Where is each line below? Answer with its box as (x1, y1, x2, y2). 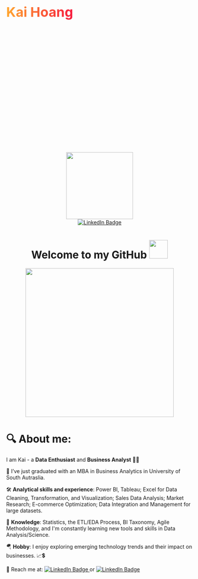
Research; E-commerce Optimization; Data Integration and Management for (6, 500, 191, 508)
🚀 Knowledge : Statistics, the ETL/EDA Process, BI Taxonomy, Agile (6, 518, 170, 525)
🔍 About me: (6, 433, 72, 446)
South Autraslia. (6, 474, 46, 481)
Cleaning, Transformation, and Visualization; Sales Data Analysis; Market (6, 494, 184, 501)
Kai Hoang (6, 4, 74, 21)
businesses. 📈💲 (6, 552, 46, 559)
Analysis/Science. (6, 531, 50, 538)
